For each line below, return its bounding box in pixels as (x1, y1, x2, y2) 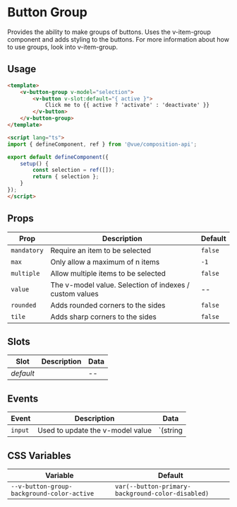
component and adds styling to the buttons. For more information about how (7, 35, 229, 43)
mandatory (11, 246, 44, 255)
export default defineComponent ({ (7, 153, 109, 161)
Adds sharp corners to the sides (50, 312, 157, 322)
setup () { (20, 160, 49, 167)
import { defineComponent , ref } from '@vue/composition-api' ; (7, 141, 197, 148)
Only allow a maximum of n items (50, 257, 160, 267)
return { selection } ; (32, 173, 99, 180)
